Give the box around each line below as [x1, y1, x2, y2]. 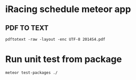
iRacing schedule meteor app [5, 4, 131, 15]
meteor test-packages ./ [5, 70, 58, 75]
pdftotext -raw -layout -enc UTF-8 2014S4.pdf [5, 37, 106, 42]
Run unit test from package [5, 54, 122, 65]
